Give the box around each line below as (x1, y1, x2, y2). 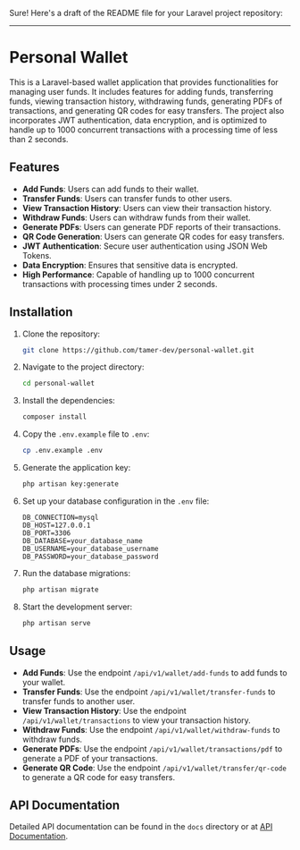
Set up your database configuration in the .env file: (21, 496, 210, 506)
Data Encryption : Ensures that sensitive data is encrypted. (21, 259, 238, 270)
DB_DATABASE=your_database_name (21, 536, 143, 545)
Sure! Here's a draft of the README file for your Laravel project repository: (9, 8, 283, 18)
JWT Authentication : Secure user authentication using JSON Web (21, 241, 268, 251)
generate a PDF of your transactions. (21, 752, 158, 763)
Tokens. (21, 250, 52, 260)
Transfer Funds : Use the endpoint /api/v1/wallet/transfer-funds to (21, 686, 276, 697)
